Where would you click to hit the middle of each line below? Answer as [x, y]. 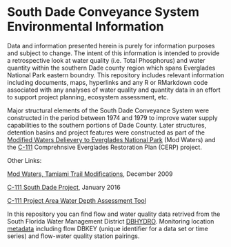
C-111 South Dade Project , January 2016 [64, 187]
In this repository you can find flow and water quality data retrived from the [114, 214]
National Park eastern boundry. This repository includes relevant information [116, 75]
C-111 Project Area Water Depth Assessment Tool [77, 200]
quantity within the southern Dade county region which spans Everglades [111, 68]
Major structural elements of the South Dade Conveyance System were [108, 110]
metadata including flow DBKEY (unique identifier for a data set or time [108, 228]
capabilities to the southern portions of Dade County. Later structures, [107, 125]
